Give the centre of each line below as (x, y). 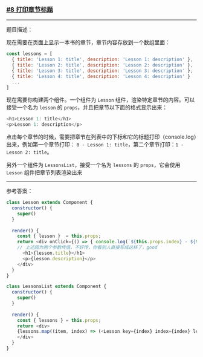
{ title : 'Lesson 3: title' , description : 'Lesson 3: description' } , (102, 71)
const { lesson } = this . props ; (59, 236)
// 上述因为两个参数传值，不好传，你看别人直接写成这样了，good (87, 247)
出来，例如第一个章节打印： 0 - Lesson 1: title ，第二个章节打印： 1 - (95, 145)
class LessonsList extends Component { (56, 287)
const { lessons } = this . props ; (59, 320)
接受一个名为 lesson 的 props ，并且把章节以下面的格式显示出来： (87, 108)
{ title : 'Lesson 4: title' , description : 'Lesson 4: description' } (101, 76)
